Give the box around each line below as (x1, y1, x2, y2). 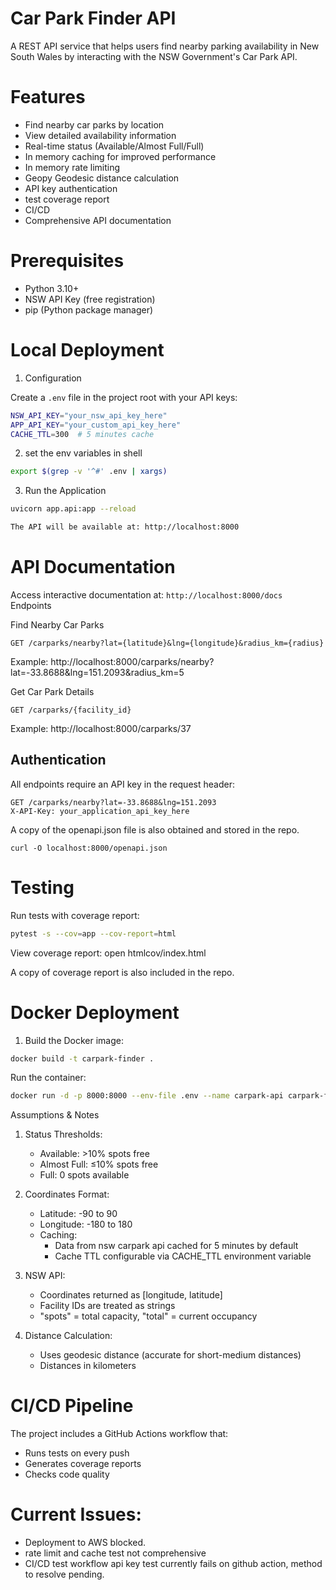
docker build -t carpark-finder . (10, 1053, 155, 1064)
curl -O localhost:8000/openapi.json (10, 843, 168, 853)
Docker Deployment (10, 1001, 180, 1024)
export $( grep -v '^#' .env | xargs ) (10, 467, 168, 477)
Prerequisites (10, 250, 125, 272)
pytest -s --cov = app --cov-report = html (10, 928, 177, 939)
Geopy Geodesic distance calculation (24, 172, 180, 184)
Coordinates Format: (24, 1188, 110, 1201)
